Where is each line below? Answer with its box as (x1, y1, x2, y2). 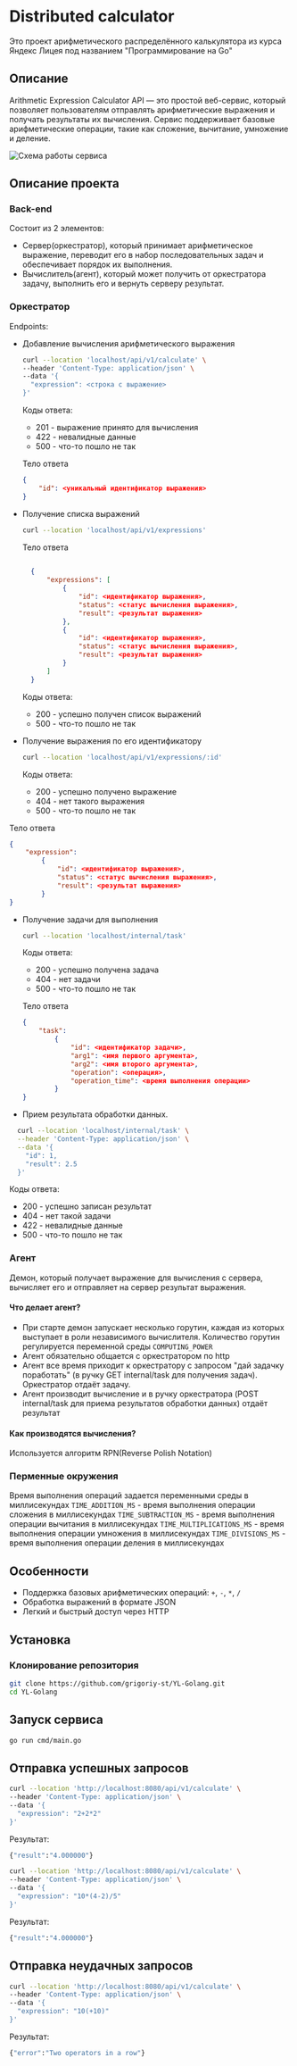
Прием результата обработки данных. (21, 1109, 169, 1120)
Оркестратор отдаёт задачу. (21, 1379, 131, 1389)
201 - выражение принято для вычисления (35, 422, 199, 433)
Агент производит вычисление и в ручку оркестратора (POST (21, 1388, 259, 1399)
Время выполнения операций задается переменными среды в (9, 1490, 249, 1501)
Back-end (9, 203, 53, 215)
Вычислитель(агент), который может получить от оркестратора (21, 269, 267, 279)
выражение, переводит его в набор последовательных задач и (21, 250, 265, 261)
